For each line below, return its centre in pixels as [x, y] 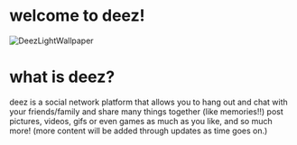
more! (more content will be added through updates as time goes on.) [139, 131]
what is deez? [62, 77]
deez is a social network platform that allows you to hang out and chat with [149, 102]
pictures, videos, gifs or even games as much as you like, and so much [141, 121]
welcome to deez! [77, 16]
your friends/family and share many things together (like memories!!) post [147, 111]
